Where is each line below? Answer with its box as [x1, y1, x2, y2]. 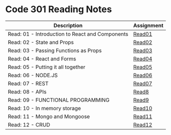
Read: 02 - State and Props [8, 39, 74, 46]
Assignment [133, 22, 164, 29]
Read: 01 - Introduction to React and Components [8, 30, 129, 38]
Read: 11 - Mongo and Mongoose [8, 113, 90, 120]
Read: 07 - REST [8, 80, 49, 87]
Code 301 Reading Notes [5, 4, 112, 15]
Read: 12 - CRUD [8, 121, 51, 128]
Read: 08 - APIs [8, 88, 47, 95]
